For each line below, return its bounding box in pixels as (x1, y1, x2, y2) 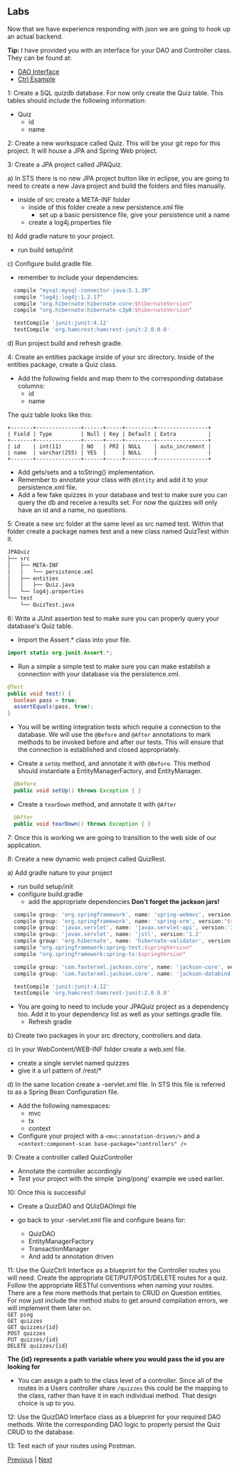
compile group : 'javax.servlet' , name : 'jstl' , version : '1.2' (14, 931, 202, 938)
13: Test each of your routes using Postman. (7, 1442, 137, 1450)
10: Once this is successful (7, 1188, 86, 1197)
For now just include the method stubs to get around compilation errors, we (7, 1296, 228, 1305)
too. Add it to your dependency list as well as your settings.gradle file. (17, 1010, 223, 1019)
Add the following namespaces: (17, 1102, 111, 1110)
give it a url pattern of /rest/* (17, 1066, 102, 1075)
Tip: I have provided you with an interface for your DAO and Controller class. (7, 46, 232, 54)
